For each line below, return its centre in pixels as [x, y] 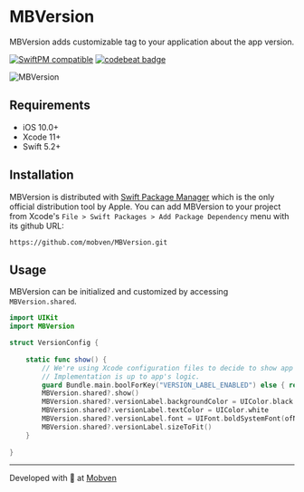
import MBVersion [42, 327]
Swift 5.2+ [42, 146]
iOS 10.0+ [40, 127]
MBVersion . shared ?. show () [91, 393]
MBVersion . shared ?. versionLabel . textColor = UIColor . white [156, 410]
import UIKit [34, 318]
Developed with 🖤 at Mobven [63, 478]
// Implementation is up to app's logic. [121, 376]
